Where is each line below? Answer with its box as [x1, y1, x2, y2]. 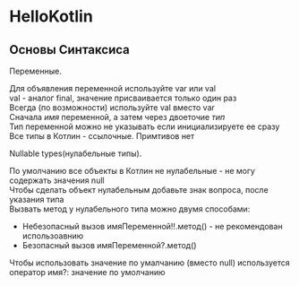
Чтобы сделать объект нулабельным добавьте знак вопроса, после [9, 185, 269, 195]
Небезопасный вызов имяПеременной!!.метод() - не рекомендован [21, 221, 284, 231]
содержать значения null [9, 175, 105, 186]
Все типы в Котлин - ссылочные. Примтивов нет [9, 131, 195, 141]
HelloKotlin [9, 6, 94, 27]
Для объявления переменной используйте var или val [9, 83, 217, 93]
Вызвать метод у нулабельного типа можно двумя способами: [9, 204, 251, 214]
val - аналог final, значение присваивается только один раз [9, 92, 237, 103]
